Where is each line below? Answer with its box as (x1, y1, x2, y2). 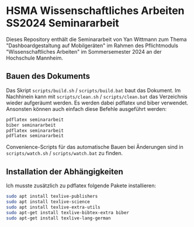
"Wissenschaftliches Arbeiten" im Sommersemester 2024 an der (6, 48, 162, 55)
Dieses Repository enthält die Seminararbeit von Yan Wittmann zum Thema (6, 36, 187, 43)
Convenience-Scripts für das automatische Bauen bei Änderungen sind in (6, 144, 183, 151)
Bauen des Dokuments (6, 71, 91, 81)
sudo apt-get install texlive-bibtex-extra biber (6, 209, 130, 215)
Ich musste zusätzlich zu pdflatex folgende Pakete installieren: (6, 182, 157, 189)
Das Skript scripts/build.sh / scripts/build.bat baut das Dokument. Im (6, 86, 181, 94)
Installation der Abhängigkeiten (6, 166, 124, 176)
